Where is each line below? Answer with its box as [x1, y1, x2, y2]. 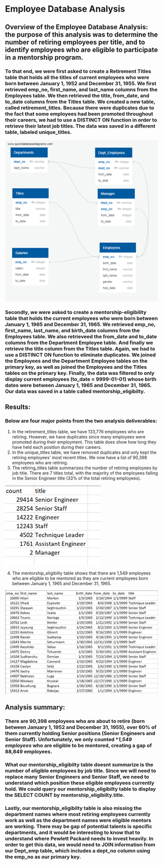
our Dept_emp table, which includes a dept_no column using [5, 847, 150, 854]
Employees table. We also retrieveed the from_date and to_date [5, 333, 157, 340]
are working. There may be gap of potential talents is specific [5, 823, 152, 829]
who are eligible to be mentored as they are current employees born [12, 575, 148, 581]
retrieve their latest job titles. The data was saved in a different [5, 123, 156, 129]
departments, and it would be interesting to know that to [5, 829, 140, 836]
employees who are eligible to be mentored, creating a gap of [5, 742, 152, 749]
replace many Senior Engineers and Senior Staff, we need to [5, 773, 149, 780]
